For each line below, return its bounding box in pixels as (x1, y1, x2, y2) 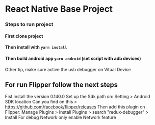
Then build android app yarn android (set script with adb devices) (5, 55, 141, 61)
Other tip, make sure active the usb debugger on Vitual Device (5, 66, 131, 72)
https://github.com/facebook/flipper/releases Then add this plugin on (5, 104, 146, 110)
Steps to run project (5, 21, 53, 28)
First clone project (5, 33, 43, 39)
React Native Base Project (5, 3, 113, 15)
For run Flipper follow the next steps (5, 80, 118, 89)
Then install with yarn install (5, 44, 67, 50)
